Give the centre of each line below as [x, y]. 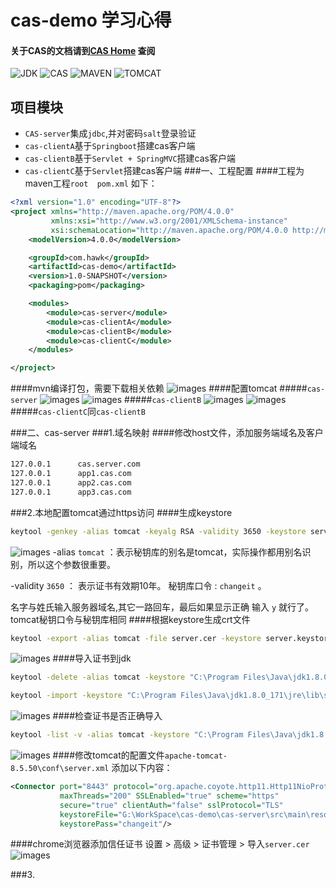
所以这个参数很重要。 [71, 564]
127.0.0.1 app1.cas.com [71, 474]
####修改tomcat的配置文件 [108, 755]
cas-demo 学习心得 [91, 20]
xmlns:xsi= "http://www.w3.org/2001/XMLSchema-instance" [169, 221]
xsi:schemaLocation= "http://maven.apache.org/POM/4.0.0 [169, 230]
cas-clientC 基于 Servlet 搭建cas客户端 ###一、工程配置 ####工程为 [164, 171]
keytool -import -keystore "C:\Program [93, 696]
